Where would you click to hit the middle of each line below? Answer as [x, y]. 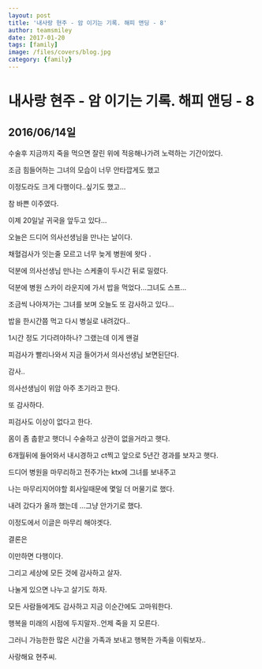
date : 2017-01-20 [37, 38]
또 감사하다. [26, 404]
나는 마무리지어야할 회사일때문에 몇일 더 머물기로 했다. [92, 489]
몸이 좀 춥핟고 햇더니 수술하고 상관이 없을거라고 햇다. [89, 438]
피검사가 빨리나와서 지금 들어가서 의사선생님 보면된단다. [94, 354]
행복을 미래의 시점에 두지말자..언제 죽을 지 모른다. [84, 623]
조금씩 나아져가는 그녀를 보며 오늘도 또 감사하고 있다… [91, 304]
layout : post [30, 15]
